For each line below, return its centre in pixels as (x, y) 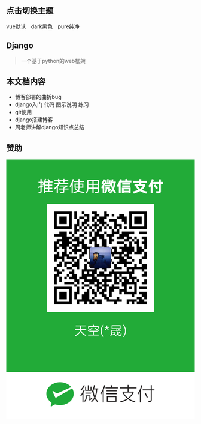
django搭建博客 (34, 120)
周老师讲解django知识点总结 (50, 127)
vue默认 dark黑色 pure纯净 (43, 26)
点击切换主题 (30, 11)
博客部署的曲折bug (38, 97)
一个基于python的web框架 (53, 61)
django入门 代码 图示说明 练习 (52, 104)
